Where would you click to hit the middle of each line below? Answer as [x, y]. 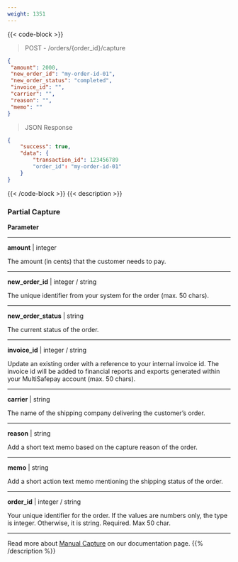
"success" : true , [46, 147]
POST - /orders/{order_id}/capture [75, 48]
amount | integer [32, 247]
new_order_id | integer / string [52, 282]
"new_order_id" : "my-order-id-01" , [63, 74]
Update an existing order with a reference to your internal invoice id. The [113, 363]
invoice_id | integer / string [47, 350]
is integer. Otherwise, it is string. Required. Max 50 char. [89, 523]
